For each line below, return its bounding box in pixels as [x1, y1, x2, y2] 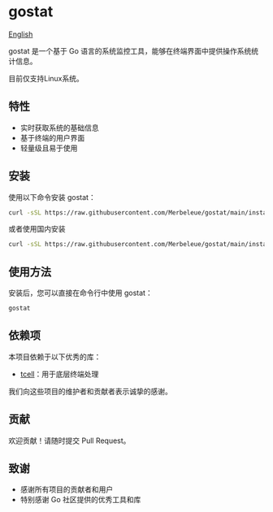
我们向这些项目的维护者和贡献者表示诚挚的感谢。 [8, 386, 172, 396]
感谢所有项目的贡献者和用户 [19, 484, 114, 494]
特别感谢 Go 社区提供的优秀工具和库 [19, 495, 141, 505]
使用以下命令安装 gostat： [8, 192, 96, 202]
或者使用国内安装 [8, 224, 66, 234]
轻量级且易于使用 [19, 143, 78, 153]
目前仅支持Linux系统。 [8, 73, 84, 83]
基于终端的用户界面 [19, 132, 85, 142]
